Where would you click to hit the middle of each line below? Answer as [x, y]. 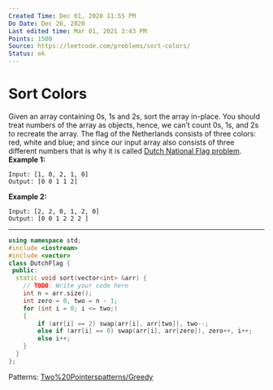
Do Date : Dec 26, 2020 [47, 24]
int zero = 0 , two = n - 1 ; [70, 301]
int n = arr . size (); [58, 293]
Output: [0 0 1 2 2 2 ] [49, 219]
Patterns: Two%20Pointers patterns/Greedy [81, 377]
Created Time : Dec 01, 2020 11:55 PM [72, 16]
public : [25, 271]
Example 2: [28, 197]
